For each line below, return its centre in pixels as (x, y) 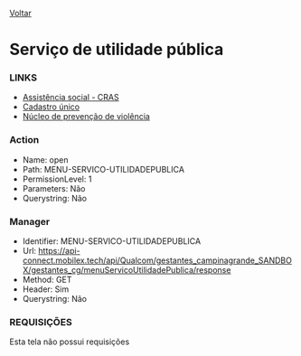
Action (24, 140)
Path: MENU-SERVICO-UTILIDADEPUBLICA (103, 169)
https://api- (59, 251)
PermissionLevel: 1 (57, 179)
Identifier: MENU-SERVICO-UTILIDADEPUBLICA (112, 241)
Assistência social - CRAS (71, 98)
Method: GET (47, 280)
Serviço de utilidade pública (117, 50)
